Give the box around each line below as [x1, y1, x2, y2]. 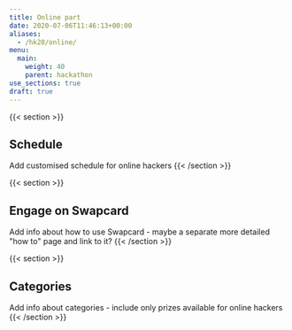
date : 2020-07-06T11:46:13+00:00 [9, 21, 133, 30]
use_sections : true [9, 79, 81, 88]
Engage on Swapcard [9, 203, 129, 218]
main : [17, 54, 38, 63]
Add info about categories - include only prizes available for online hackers [9, 302, 283, 312]
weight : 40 [25, 63, 65, 72]
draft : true [9, 87, 53, 96]
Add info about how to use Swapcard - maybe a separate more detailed [9, 226, 270, 237]
